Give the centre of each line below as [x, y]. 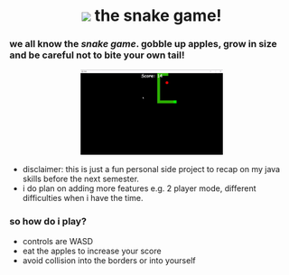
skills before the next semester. [81, 179]
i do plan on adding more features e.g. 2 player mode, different [139, 188]
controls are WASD [57, 241]
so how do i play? [48, 222]
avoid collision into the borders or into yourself [109, 260]
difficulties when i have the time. [83, 198]
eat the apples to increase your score [92, 251]
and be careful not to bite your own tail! [97, 55]
